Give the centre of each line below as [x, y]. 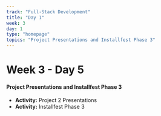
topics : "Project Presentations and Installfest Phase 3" [81, 40]
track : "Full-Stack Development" [48, 12]
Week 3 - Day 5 [45, 70]
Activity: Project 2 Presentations [56, 100]
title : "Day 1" [25, 18]
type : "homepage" [28, 34]
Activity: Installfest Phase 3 [50, 107]
